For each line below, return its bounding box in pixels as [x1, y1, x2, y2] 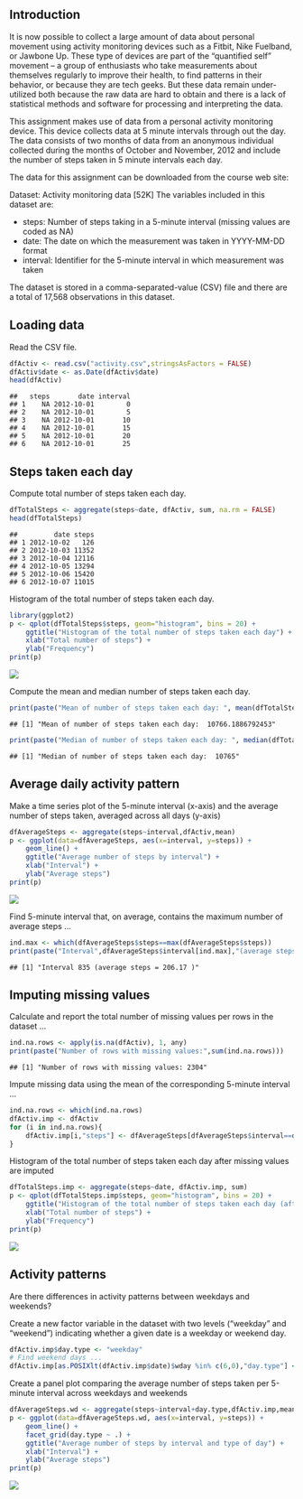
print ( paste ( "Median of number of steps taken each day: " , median [9, 735, 269, 744]
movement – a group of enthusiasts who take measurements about [9, 60, 258, 70]
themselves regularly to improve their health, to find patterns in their [9, 70, 263, 80]
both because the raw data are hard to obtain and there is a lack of [38, 88, 287, 99]
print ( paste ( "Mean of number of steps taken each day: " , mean [9, 703, 252, 712]
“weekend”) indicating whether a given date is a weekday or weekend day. [9, 1327, 287, 1338]
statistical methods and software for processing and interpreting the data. [9, 98, 283, 109]
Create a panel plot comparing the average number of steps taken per [9, 1378, 270, 1389]
